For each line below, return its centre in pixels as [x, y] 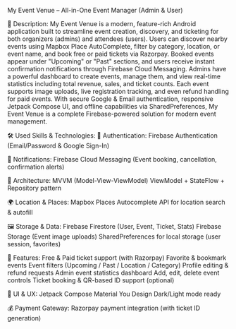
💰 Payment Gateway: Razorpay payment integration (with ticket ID [104, 308]
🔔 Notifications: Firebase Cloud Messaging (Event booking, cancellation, [112, 159]
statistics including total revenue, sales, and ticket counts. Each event [108, 84]
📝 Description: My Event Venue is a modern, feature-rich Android [101, 24]
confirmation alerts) [36, 167]
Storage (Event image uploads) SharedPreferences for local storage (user [114, 237]
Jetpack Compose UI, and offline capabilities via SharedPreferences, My [113, 106]
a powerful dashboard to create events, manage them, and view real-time [114, 76]
